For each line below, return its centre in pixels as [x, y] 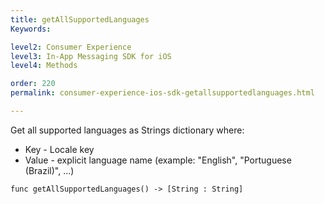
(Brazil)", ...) [49, 170]
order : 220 [33, 84]
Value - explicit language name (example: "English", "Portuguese [158, 160]
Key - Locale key [59, 149]
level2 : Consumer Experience [71, 47]
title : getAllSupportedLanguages [80, 19]
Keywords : [31, 29]
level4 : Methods [44, 66]
